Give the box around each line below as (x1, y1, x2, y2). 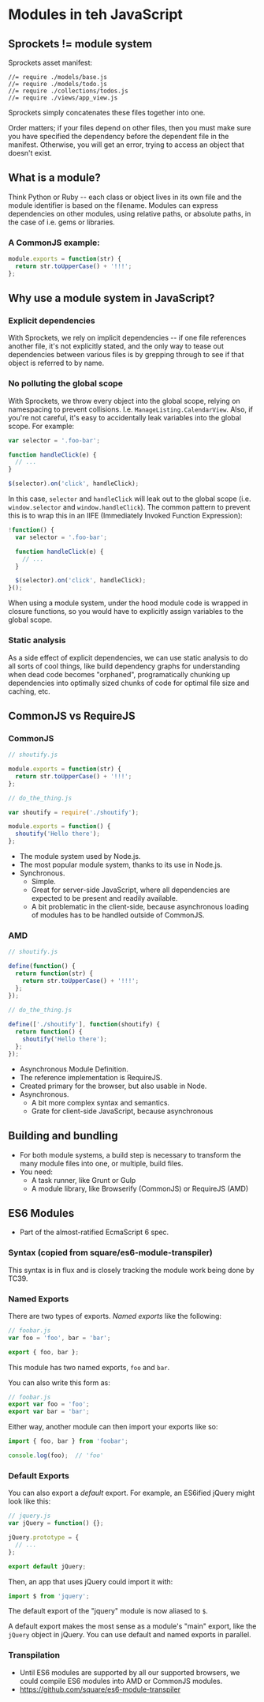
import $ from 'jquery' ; (8, 1592, 90, 1600)
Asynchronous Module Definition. (19, 1064, 128, 1074)
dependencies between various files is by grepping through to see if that (8, 350, 244, 360)
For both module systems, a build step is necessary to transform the (19, 1150, 242, 1159)
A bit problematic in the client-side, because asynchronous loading (31, 902, 250, 912)
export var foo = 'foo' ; (8, 1400, 90, 1408)
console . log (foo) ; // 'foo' (8, 1452, 104, 1459)
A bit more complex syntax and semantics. (31, 1098, 170, 1107)
